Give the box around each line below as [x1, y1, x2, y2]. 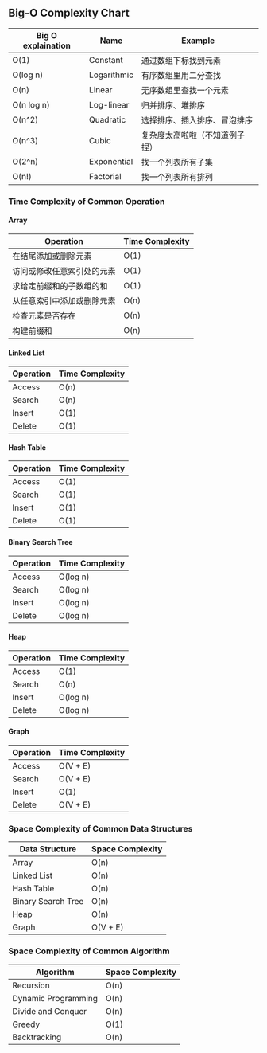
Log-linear [88, 99, 130, 110]
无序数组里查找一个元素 [141, 84, 229, 96]
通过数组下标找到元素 [141, 55, 221, 66]
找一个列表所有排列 [141, 171, 213, 182]
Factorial [88, 170, 122, 182]
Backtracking [12, 1031, 62, 1043]
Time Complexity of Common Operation [8, 195, 165, 206]
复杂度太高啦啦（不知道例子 [141, 129, 245, 140]
